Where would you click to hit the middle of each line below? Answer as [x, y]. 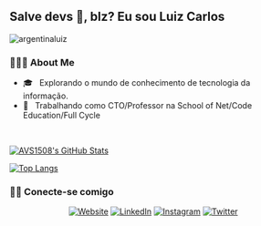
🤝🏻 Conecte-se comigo [62, 192]
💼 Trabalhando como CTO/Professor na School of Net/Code [137, 106]
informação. [45, 96]
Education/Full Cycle [61, 116]
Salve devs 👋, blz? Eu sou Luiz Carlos [117, 17]
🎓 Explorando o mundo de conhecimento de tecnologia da [136, 83]
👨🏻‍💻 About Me [42, 62]
